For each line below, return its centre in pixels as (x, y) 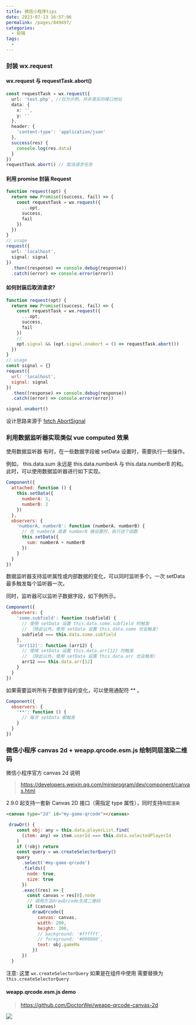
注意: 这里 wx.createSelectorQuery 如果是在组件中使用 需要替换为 (85, 973)
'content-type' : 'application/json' (61, 132)
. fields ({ (33, 868)
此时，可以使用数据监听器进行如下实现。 (55, 471)
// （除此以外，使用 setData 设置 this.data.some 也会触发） (91, 629)
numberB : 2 (35, 504)
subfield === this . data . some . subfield (69, 635)
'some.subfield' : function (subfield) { (66, 618)
